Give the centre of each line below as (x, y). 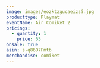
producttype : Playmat (33, 17)
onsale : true (22, 45)
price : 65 (29, 39)
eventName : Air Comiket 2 (38, 22)
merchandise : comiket (33, 56)
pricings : (18, 28)
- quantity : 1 (29, 34)
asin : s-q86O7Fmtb (29, 50)
